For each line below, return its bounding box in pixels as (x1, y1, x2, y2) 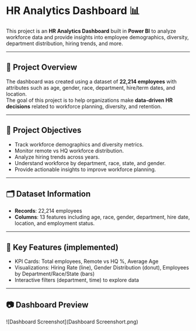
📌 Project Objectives (6, 125, 82, 135)
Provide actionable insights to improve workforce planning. (14, 166, 156, 173)
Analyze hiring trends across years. (14, 153, 100, 161)
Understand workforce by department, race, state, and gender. (14, 159, 166, 166)
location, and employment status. (14, 220, 95, 227)
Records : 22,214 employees (14, 207, 83, 214)
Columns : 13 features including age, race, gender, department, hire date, (14, 214, 190, 221)
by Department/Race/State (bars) (14, 270, 95, 278)
